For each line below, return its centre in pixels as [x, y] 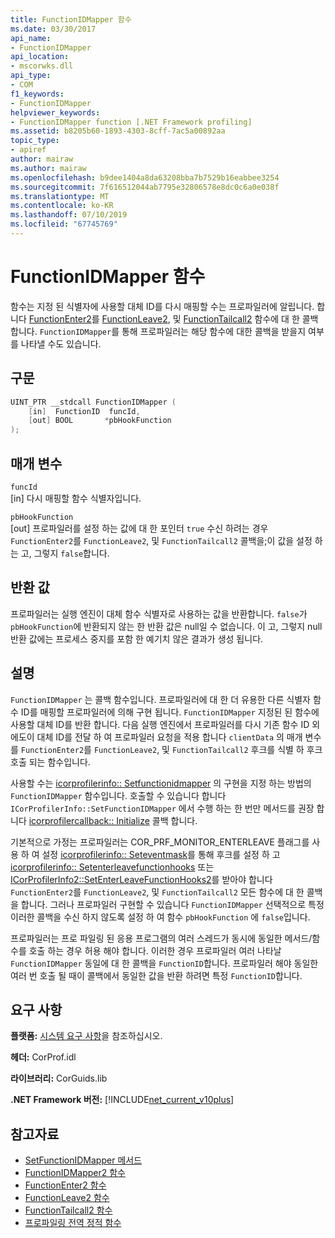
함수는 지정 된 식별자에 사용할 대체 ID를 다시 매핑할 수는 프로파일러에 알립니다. [162, 306]
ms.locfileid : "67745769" [64, 224]
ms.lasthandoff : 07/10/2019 [69, 215]
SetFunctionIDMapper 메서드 [83, 1160]
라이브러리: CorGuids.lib [59, 1078]
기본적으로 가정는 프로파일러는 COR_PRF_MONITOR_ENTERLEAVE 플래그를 [160, 842]
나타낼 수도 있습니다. [61, 343]
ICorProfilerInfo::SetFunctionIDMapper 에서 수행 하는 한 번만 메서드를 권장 [162, 808]
